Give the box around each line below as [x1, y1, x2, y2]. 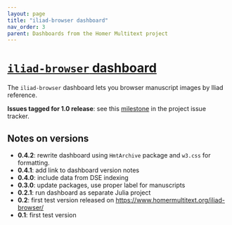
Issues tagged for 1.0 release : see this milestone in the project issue [7, 105, 206, 113]
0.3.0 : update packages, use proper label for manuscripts [17, 181, 186, 189]
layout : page [7, 10, 46, 18]
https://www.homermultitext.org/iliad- [115, 196, 225, 204]
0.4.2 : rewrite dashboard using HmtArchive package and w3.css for [17, 151, 211, 159]
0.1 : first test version [17, 211, 77, 219]
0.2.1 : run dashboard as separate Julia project [17, 188, 151, 197]
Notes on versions [7, 132, 89, 144]
